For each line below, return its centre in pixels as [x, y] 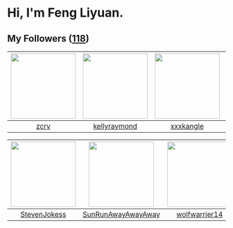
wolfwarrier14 [200, 214]
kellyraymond [115, 126]
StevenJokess [43, 214]
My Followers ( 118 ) [48, 39]
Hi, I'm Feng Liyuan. [65, 13]
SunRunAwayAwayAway [122, 214]
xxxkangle [187, 126]
